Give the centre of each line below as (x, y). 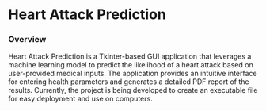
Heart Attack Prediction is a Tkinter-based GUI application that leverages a (130, 56)
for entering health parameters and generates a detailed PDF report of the (129, 82)
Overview (27, 40)
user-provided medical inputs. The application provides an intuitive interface (133, 74)
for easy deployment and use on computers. (80, 99)
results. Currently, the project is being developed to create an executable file (133, 90)
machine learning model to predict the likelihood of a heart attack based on (131, 65)
